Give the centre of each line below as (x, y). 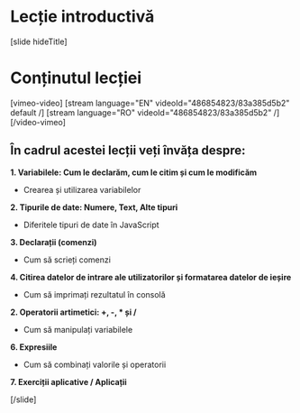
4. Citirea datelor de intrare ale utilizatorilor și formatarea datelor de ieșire (151, 277)
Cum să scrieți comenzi (67, 260)
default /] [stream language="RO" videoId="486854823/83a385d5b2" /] (145, 112)
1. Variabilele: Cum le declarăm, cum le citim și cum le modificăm (134, 172)
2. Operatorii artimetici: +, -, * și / (73, 312)
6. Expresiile (34, 347)
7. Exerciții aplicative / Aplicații (68, 381)
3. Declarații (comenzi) (54, 242)
